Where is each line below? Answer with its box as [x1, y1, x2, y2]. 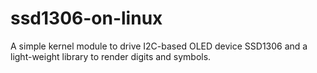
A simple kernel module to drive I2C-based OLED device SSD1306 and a [10, 40, 308, 52]
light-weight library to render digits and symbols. [10, 50, 212, 62]
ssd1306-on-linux [10, 7, 163, 30]
